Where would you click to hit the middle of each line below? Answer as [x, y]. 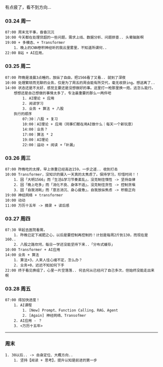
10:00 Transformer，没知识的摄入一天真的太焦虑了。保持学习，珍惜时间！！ [72, 174]
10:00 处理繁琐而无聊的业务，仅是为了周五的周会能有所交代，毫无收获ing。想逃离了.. [80, 83]
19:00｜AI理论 [36, 140]
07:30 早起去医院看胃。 [26, 230]
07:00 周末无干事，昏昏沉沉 [30, 32]
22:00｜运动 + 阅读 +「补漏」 [49, 145]
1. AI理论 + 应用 [39, 98]
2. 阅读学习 [33, 103]
